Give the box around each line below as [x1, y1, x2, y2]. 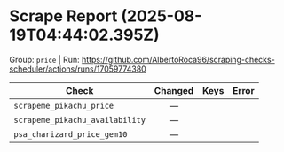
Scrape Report [9, 6, 118, 27]
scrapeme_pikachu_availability [13, 115, 146, 125]
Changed [154, 84, 194, 96]
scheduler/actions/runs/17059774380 [9, 64, 146, 74]
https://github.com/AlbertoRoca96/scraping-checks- [81, 54, 275, 65]
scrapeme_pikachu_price [13, 100, 114, 110]
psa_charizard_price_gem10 [13, 129, 128, 139]
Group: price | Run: [9, 54, 80, 65]
